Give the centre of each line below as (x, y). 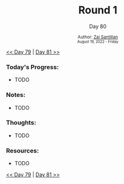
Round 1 (98, 10)
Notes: (16, 95)
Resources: (22, 151)
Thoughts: (21, 123)
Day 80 (98, 26)
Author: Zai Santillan (98, 37)
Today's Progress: (33, 67)
